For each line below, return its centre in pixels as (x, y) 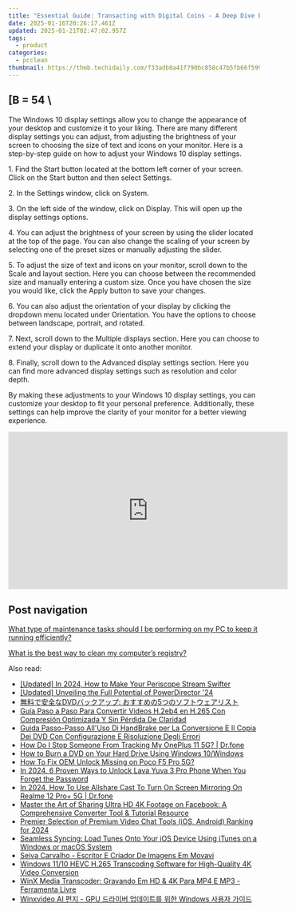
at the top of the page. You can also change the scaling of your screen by (129, 241)
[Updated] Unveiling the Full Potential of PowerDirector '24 (116, 693)
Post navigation (48, 610)
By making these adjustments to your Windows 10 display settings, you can (132, 395)
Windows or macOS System (66, 847)
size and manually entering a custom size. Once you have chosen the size (130, 282)
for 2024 (34, 830)
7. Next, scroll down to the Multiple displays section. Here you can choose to (134, 338)
